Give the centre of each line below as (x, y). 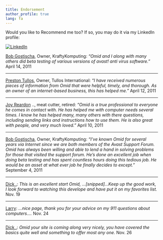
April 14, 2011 (19, 66)
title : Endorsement (25, 9)
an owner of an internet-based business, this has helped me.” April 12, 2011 (81, 91)
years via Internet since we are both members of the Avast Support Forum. (80, 144)
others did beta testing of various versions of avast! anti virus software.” (78, 62)
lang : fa (14, 18)
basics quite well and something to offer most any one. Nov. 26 (69, 233)
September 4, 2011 (24, 170)
